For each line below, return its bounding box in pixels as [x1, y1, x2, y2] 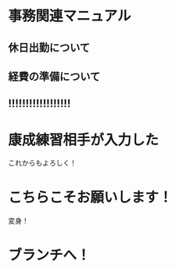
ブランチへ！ [8, 246, 91, 264]
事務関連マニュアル [8, 7, 131, 25]
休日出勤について [8, 41, 91, 54]
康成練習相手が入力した [8, 131, 159, 149]
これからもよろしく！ [8, 158, 77, 168]
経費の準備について [8, 70, 101, 83]
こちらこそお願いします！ [8, 189, 173, 206]
